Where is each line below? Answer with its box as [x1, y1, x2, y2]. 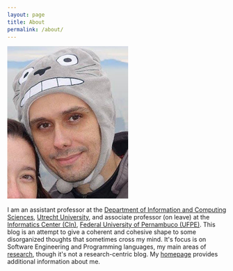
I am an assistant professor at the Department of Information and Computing [7, 206, 227, 214]
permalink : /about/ [7, 26, 64, 33]
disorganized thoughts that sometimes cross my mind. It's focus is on [7, 235, 207, 244]
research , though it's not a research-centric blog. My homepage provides [7, 250, 218, 258]
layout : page [7, 11, 45, 18]
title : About [7, 18, 45, 26]
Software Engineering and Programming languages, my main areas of [7, 242, 207, 251]
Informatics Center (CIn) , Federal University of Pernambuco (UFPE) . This [7, 220, 216, 229]
